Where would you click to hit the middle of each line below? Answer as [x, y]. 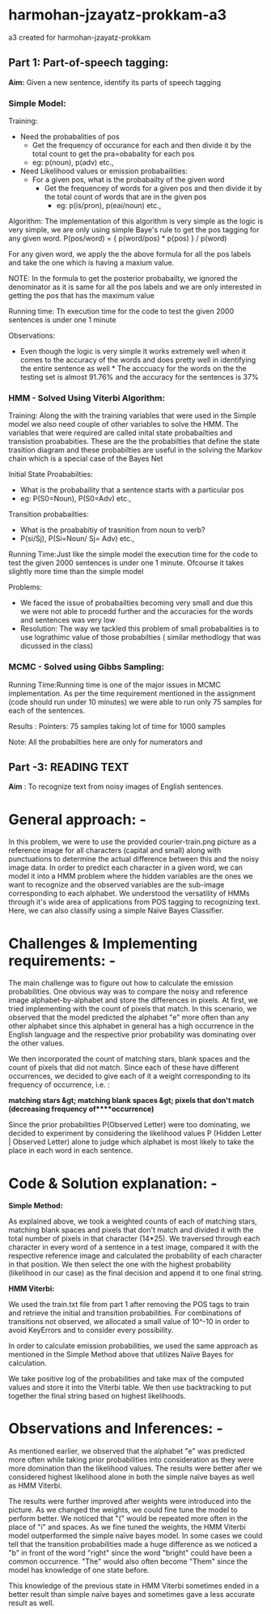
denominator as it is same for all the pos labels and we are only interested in [135, 287]
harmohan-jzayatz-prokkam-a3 [118, 15]
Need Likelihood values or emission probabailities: [104, 171]
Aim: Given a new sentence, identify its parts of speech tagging [114, 82]
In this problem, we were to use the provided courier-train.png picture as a [133, 842]
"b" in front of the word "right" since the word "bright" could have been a [130, 1553]
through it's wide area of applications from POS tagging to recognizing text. [134, 902]
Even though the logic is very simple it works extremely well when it [133, 351]
